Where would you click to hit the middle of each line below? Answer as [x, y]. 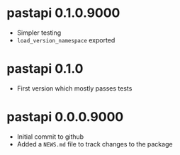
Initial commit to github [50, 137]
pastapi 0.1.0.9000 [63, 13]
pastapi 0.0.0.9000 [65, 117]
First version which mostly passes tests [74, 88]
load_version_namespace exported [66, 40]
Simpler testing [39, 33]
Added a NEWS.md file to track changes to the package [95, 144]
